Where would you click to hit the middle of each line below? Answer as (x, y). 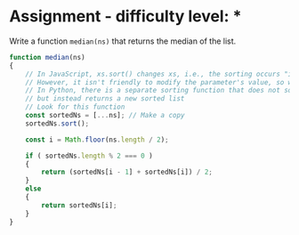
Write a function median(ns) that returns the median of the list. (123, 41)
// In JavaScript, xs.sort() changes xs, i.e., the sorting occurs (153, 74)
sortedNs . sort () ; (57, 123)
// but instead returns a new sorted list (105, 99)
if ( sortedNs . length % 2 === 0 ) (89, 156)
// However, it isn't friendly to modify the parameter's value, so (155, 82)
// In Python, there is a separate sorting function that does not (153, 91)
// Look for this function (75, 107)
